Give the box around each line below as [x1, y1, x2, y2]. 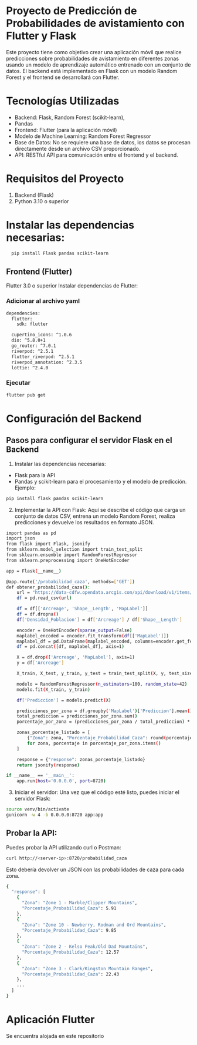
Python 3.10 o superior [14, 197, 69, 204]
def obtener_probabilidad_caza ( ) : [6, 584, 91, 590]
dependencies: [6, 310, 41, 316]
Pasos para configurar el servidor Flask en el [6, 435, 172, 445]
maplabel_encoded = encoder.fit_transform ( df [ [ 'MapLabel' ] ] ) [16, 633, 169, 639]
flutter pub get [6, 392, 46, 398]
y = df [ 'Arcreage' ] [16, 660, 64, 666]
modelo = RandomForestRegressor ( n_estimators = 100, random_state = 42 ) [16, 681, 188, 687]
